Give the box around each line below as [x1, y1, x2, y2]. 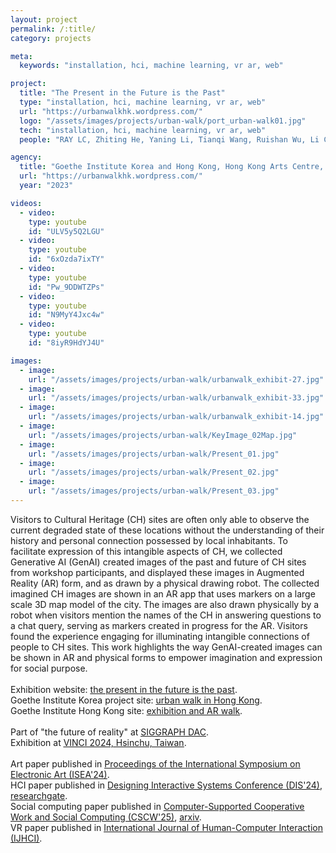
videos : [10, 198, 43, 208]
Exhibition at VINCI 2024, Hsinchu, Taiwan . [10, 736, 187, 748]
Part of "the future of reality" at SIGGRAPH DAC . [10, 726, 209, 738]
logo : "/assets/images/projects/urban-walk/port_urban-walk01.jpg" [19, 116, 307, 126]
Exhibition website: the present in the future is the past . [10, 683, 238, 695]
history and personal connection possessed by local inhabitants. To [10, 534, 289, 546]
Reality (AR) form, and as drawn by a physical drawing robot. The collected [10, 577, 320, 589]
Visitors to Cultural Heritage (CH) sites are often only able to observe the [10, 513, 310, 525]
